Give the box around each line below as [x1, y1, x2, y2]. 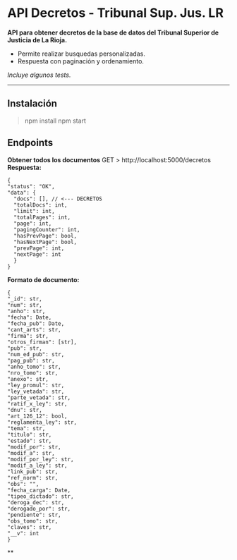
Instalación [7, 97, 58, 110]
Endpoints [7, 137, 54, 149]
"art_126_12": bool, [7, 413, 68, 420]
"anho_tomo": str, [7, 363, 61, 370]
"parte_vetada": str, [7, 394, 71, 401]
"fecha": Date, [7, 314, 52, 321]
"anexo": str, [7, 375, 49, 382]
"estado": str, [7, 437, 52, 444]
